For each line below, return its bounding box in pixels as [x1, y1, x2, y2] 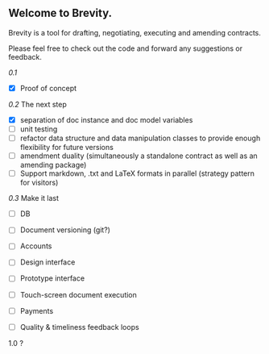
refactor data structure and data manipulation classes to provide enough [19, 133, 261, 143]
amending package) [19, 160, 87, 170]
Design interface [19, 257, 76, 267]
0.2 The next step [8, 99, 67, 109]
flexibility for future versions [19, 143, 114, 152]
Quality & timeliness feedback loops [19, 322, 139, 331]
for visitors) [19, 177, 59, 188]
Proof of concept [19, 83, 77, 93]
